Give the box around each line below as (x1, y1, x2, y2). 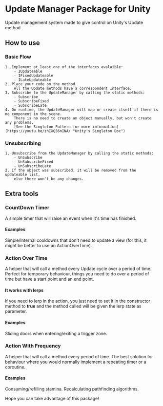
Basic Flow (5, 54, 32, 60)
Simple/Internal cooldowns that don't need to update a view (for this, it (5, 237, 147, 243)
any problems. (5, 120, 34, 125)
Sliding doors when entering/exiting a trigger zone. (5, 330, 107, 336)
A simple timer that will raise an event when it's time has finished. (5, 215, 137, 221)
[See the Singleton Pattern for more (14, 124, 91, 129)
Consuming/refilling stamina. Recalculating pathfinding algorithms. (5, 386, 139, 392)
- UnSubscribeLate (14, 163, 51, 169)
